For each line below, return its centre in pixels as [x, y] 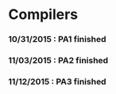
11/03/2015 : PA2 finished [58, 61]
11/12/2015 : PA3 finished [57, 81]
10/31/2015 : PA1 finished [57, 39]
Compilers [43, 15]
